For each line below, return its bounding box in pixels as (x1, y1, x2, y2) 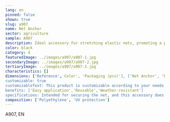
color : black (5, 45, 33, 50)
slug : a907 (5, 21, 28, 27)
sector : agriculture (5, 31, 49, 36)
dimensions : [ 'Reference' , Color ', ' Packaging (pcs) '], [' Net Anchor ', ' (5, 74, 164, 79)
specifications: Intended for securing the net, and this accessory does (5, 93, 164, 98)
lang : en (5, 7, 24, 13)
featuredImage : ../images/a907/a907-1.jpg (5, 54, 96, 60)
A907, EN (5, 111, 25, 117)
